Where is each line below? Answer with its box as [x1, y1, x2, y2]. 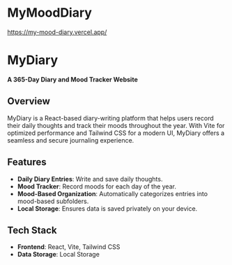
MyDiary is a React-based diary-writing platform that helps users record [7, 113, 214, 122]
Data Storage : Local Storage [17, 250, 100, 259]
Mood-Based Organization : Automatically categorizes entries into [17, 189, 208, 198]
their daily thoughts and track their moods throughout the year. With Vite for [7, 121, 225, 129]
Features [7, 156, 47, 168]
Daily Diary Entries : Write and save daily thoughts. [17, 175, 163, 183]
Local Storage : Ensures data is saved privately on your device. [17, 204, 198, 213]
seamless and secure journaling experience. [7, 136, 134, 144]
